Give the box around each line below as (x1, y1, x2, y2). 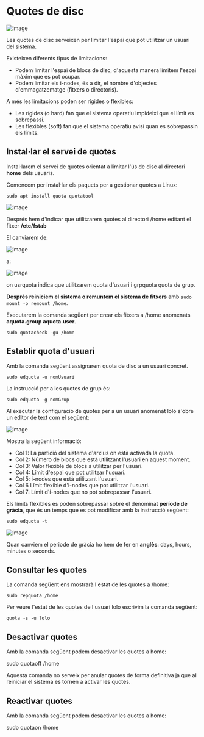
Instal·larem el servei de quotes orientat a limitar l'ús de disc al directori (6, 163, 186, 170)
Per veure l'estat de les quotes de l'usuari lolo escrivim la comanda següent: (6, 603, 198, 611)
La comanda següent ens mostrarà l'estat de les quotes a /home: (6, 581, 169, 588)
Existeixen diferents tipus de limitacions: (6, 54, 107, 62)
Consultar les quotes (6, 564, 87, 575)
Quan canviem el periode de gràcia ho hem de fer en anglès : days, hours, (6, 541, 192, 548)
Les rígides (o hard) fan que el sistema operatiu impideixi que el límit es (15, 109, 194, 117)
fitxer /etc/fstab (6, 221, 47, 229)
